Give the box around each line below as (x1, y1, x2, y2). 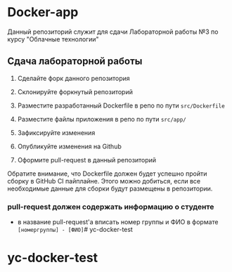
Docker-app (7, 4, 79, 20)
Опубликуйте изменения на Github (17, 142, 122, 150)
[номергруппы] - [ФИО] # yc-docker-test (17, 226, 134, 234)
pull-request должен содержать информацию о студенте (7, 202, 214, 212)
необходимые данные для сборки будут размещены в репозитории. (7, 184, 213, 193)
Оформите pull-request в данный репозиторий (17, 155, 157, 164)
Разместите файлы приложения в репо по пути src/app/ (17, 115, 186, 123)
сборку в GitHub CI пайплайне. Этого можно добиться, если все (7, 176, 201, 185)
